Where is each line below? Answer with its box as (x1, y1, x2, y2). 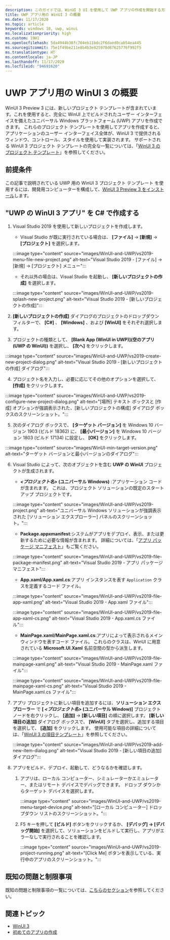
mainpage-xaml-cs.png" (12, 683, 64, 689)
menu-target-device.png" (20, 804, 74, 810)
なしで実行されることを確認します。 (29, 834, 104, 840)
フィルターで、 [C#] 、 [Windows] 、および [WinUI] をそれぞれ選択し (12, 319, 158, 325)
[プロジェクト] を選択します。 (20, 240, 82, 246)
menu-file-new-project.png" (12, 256, 72, 262)
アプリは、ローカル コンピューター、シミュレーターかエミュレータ (20, 775, 159, 781)
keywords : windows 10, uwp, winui (5, 26, 78, 31)
